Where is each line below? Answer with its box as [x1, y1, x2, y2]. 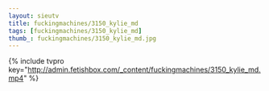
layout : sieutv [8, 11, 60, 20]
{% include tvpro [8, 56, 64, 66]
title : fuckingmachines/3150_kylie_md [8, 19, 139, 27]
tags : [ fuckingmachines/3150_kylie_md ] [8, 27, 143, 35]
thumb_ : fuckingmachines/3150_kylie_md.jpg [8, 34, 157, 43]
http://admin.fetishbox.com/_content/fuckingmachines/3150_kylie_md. [27, 65, 262, 75]
